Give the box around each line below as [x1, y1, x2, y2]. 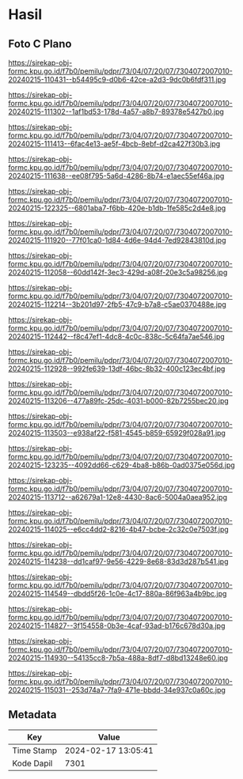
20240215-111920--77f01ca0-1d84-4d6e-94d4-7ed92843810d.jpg [8, 236, 226, 244]
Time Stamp [12, 745, 58, 756]
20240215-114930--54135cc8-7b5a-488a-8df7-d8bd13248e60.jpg [8, 653, 228, 662]
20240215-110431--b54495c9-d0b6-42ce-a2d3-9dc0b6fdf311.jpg [8, 75, 226, 84]
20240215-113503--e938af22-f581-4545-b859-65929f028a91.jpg [8, 429, 226, 437]
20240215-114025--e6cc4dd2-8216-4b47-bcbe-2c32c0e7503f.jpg [8, 524, 230, 534]
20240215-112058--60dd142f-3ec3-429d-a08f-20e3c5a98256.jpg [8, 267, 228, 277]
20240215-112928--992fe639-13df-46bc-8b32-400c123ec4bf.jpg [8, 364, 226, 373]
